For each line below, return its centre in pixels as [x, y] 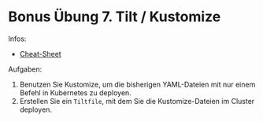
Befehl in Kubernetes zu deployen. [75, 92]
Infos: [17, 39]
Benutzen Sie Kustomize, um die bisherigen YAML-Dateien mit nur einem [137, 84]
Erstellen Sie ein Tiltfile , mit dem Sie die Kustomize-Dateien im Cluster [137, 101]
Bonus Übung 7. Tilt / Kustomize [115, 17]
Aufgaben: [25, 69]
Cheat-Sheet [40, 54]
